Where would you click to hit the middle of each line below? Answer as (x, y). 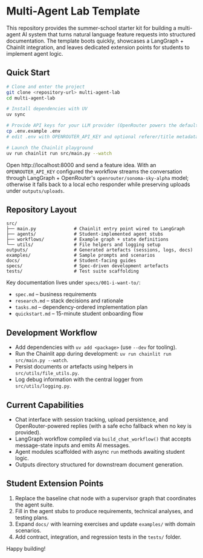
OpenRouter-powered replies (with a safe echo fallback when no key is (103, 426)
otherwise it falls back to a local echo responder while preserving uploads (98, 184)
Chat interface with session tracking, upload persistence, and (91, 419)
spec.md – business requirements (56, 294)
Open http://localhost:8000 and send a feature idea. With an (81, 165)
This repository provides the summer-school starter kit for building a (91, 28)
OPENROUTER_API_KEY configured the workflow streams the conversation (94, 171)
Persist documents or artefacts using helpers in (74, 367)
